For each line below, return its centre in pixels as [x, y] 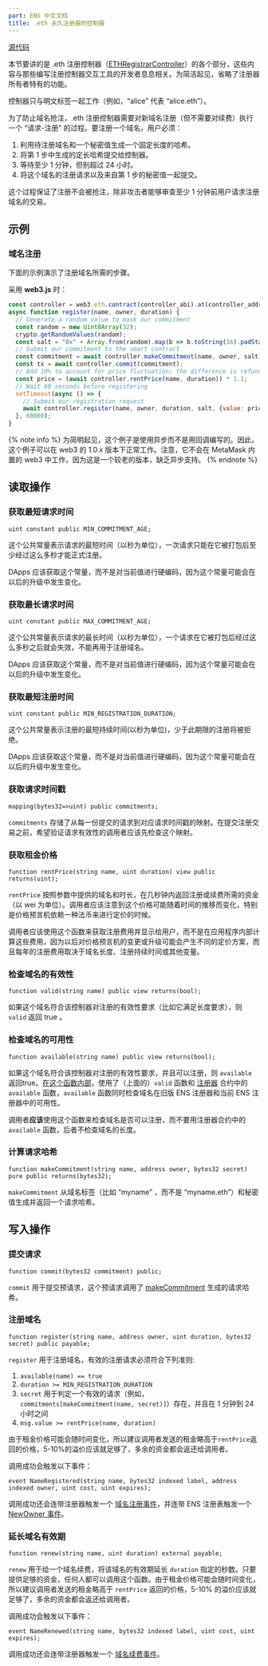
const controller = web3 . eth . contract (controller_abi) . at [106, 305]
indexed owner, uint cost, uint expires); [80, 1488]
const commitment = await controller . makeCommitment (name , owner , [128, 357]
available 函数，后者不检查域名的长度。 [75, 1130]
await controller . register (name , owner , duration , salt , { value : [134, 409]
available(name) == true [61, 1376]
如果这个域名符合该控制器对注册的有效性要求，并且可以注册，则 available [130, 1072]
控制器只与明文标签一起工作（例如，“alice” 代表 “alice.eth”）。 [110, 101]
